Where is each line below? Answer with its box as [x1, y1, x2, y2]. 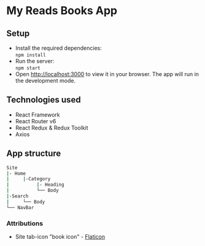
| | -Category [6, 176, 51, 182]
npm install [15, 52, 46, 58]
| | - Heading [6, 182, 64, 188]
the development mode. [15, 77, 75, 84]
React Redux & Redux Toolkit [15, 124, 88, 131]
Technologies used [6, 94, 81, 105]
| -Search [6, 193, 29, 199]
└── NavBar [6, 204, 34, 210]
